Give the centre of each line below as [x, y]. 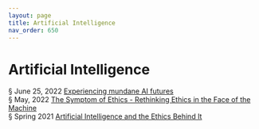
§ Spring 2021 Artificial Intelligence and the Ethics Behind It [105, 116]
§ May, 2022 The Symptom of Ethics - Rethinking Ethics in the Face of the [129, 100]
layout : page [30, 15]
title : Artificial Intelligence [62, 23]
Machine [23, 108]
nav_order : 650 [33, 30]
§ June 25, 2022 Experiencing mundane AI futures [91, 91]
